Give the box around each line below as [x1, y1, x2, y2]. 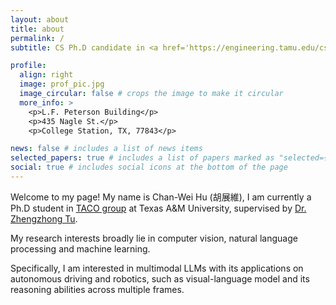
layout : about [10, 14, 70, 25]
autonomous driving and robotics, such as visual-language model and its [10, 272, 310, 285]
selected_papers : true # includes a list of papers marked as [10, 153, 275, 163]
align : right [19, 70, 74, 80]
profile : [10, 61, 47, 71]
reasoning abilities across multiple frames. [10, 283, 185, 295]
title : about [10, 24, 65, 34]
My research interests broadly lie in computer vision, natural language [10, 232, 298, 244]
